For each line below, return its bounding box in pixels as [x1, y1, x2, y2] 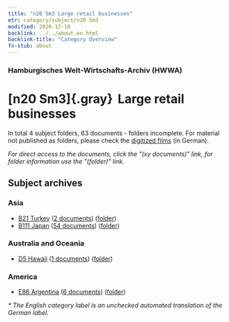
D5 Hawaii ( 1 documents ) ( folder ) [17, 255, 113, 263]
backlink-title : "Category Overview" [8, 36, 118, 43]
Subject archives [8, 177, 83, 189]
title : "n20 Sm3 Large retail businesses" [8, 10, 133, 17]
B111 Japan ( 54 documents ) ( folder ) [17, 221, 120, 230]
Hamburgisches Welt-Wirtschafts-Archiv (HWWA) [8, 65, 183, 75]
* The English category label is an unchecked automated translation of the [8, 301, 223, 309]
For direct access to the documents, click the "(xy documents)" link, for [8, 150, 213, 158]
